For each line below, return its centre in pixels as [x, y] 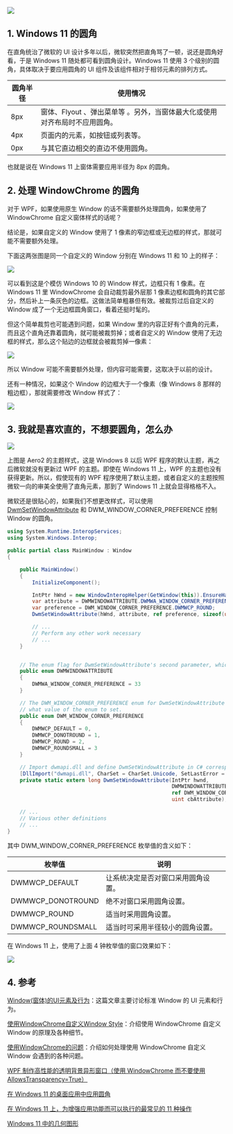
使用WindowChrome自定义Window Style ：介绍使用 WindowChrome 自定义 [114, 1024]
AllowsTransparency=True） [48, 1079]
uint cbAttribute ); [200, 800]
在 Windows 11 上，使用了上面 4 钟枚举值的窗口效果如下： [90, 945]
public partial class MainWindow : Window [69, 551]
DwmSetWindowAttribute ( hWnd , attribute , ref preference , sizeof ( [129, 615]
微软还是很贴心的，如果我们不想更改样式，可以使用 [80, 501]
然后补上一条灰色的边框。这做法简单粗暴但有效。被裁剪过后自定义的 [116, 300]
